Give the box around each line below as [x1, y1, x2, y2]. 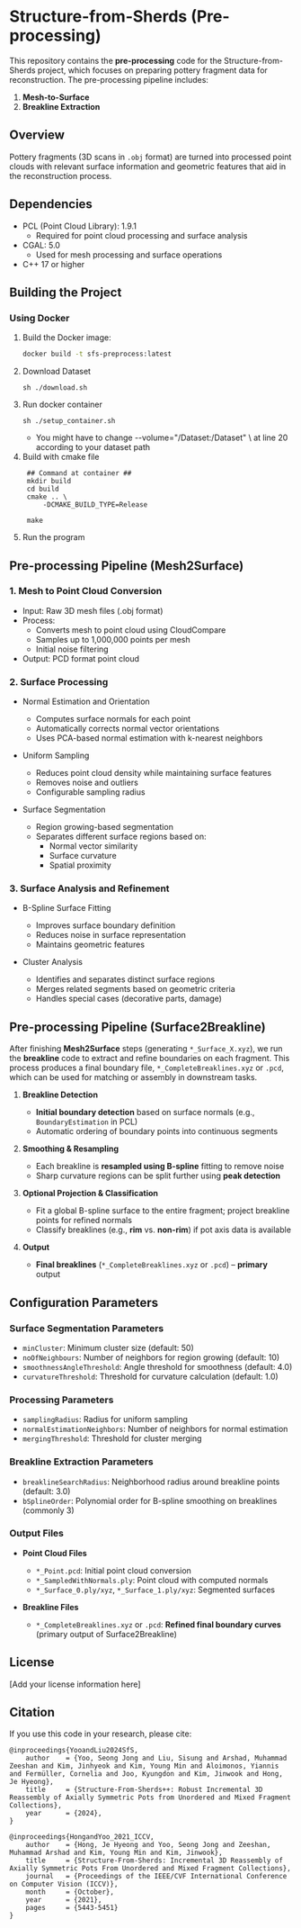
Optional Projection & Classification [22, 1188, 159, 1199]
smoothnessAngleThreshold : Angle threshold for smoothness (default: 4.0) [22, 1361, 293, 1372]
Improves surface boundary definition [35, 920, 176, 931]
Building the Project [9, 284, 122, 300]
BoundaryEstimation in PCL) [35, 1116, 138, 1127]
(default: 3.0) [22, 1485, 71, 1496]
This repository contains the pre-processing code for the [9, 55, 223, 66]
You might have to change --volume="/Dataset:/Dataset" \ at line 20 [35, 432, 288, 443]
